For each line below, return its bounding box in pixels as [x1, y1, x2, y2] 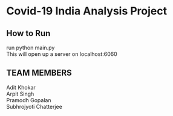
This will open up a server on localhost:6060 [6, 50, 118, 58]
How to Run [6, 28, 51, 38]
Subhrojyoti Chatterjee [6, 103, 62, 110]
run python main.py [6, 44, 55, 51]
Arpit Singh [6, 90, 34, 97]
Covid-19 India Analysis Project [6, 4, 168, 18]
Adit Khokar [6, 84, 36, 91]
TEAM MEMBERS [6, 68, 73, 78]
